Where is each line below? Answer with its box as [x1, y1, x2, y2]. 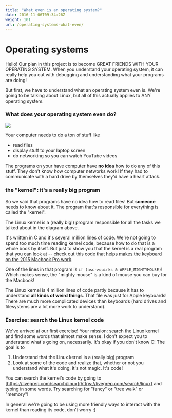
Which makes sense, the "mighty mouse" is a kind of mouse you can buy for [5, 271, 167, 277]
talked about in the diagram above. [5, 224, 79, 231]
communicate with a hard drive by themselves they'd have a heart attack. [5, 174, 161, 180]
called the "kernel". [5, 209, 46, 215]
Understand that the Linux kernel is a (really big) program [12, 354, 135, 361]
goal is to [5, 344, 25, 350]
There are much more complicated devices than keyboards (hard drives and [5, 298, 166, 304]
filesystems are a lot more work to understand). [5, 303, 106, 309]
